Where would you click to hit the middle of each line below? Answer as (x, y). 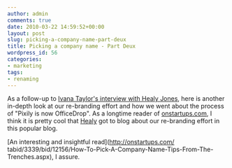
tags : (15, 72)
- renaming (23, 79)
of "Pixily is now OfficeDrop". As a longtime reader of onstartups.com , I (110, 113)
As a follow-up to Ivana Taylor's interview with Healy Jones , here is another (116, 99)
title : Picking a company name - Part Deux (72, 46)
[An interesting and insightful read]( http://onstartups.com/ (91, 142)
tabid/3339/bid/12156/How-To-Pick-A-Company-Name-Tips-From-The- (110, 149)
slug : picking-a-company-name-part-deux (67, 40)
